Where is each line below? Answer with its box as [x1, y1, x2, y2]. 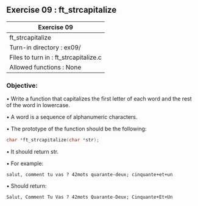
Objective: [6, 81, 38, 90]
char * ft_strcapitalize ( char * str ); [6, 137, 99, 143]
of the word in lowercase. [6, 102, 70, 109]
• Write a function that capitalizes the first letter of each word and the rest [6, 95, 192, 102]
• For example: [6, 160, 44, 167]
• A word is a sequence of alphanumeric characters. [6, 113, 138, 121]
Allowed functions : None [9, 63, 82, 71]
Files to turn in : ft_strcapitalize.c [9, 53, 102, 62]
